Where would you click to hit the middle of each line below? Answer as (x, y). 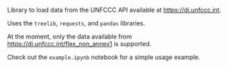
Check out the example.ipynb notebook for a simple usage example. (104, 57)
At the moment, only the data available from (70, 36)
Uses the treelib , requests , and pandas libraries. (76, 23)
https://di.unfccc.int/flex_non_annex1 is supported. (79, 44)
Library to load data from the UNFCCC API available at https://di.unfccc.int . (114, 10)
